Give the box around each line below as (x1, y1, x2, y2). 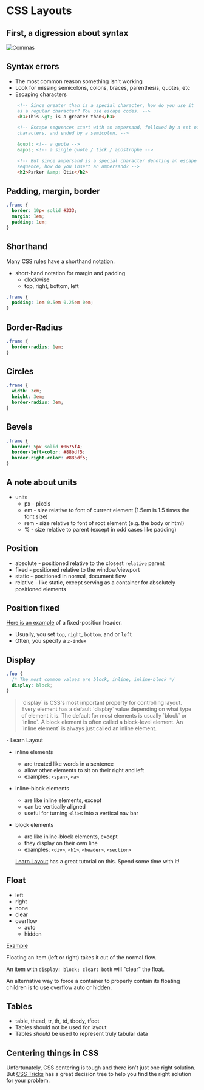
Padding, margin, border (6, 186, 100, 196)
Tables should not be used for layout (15, 1024, 107, 1031)
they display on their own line (24, 839, 98, 846)
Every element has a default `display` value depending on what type (21, 705, 192, 713)
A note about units (6, 478, 78, 488)
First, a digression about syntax (6, 28, 129, 38)
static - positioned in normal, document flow (15, 572, 126, 580)
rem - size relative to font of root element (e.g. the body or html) (24, 519, 185, 526)
